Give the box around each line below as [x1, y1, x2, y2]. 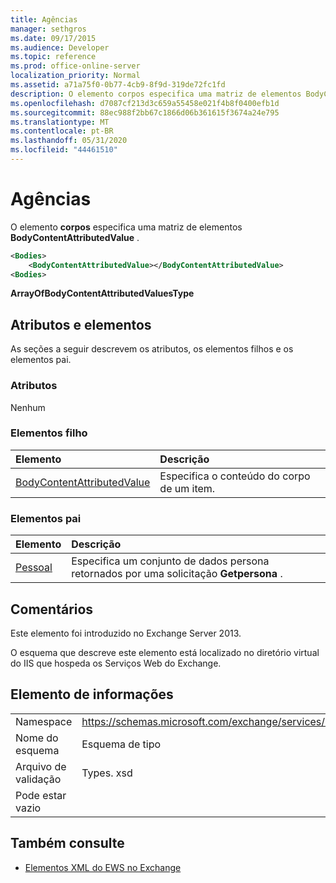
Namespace [15, 714, 73, 728]
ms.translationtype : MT [10, 117, 110, 127]
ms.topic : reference [10, 52, 97, 62]
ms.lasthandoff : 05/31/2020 [10, 136, 128, 146]
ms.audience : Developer [10, 42, 110, 53]
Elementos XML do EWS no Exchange [24, 861, 182, 873]
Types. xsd [81, 766, 133, 780]
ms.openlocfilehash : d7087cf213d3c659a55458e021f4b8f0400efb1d [10, 98, 280, 108]
